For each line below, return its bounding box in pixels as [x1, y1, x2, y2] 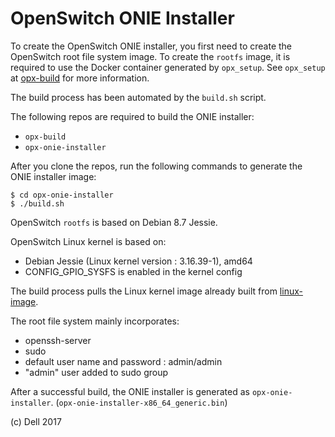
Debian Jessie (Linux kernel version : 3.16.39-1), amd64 [24, 255, 253, 267]
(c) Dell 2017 [10, 415, 62, 427]
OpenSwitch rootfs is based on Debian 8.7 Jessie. [10, 216, 218, 228]
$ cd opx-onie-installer [10, 190, 114, 200]
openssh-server [24, 334, 92, 346]
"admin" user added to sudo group [24, 366, 169, 378]
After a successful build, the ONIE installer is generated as [10, 385, 250, 397]
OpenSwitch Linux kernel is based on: [10, 235, 167, 247]
